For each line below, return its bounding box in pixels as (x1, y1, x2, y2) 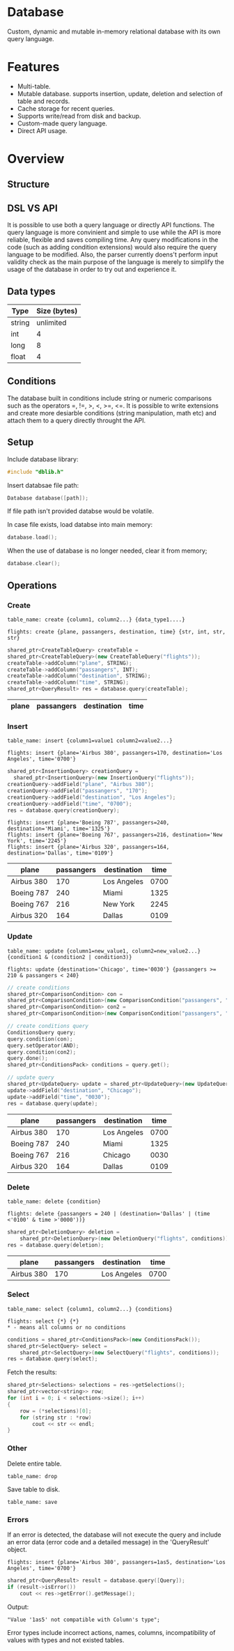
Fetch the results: (7, 1368, 57, 1376)
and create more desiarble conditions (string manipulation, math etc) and (7, 408, 217, 417)
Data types (7, 285, 56, 297)
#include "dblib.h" (7, 468, 64, 475)
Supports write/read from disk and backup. (17, 112, 141, 120)
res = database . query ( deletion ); (7, 1241, 104, 1248)
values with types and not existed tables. (7, 1636, 125, 1644)
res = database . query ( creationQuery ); (7, 806, 120, 814)
